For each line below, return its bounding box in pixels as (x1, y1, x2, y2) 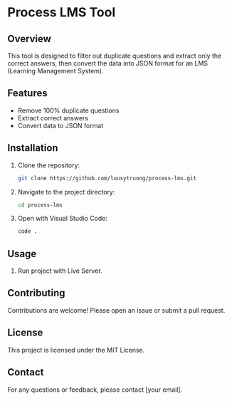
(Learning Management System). (7, 67, 104, 75)
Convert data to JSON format (17, 121, 104, 130)
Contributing (7, 287, 65, 299)
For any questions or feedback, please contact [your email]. (7, 385, 183, 394)
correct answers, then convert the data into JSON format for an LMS (7, 59, 209, 68)
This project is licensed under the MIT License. (7, 345, 145, 354)
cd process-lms (17, 201, 63, 209)
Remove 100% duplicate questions (17, 106, 120, 115)
